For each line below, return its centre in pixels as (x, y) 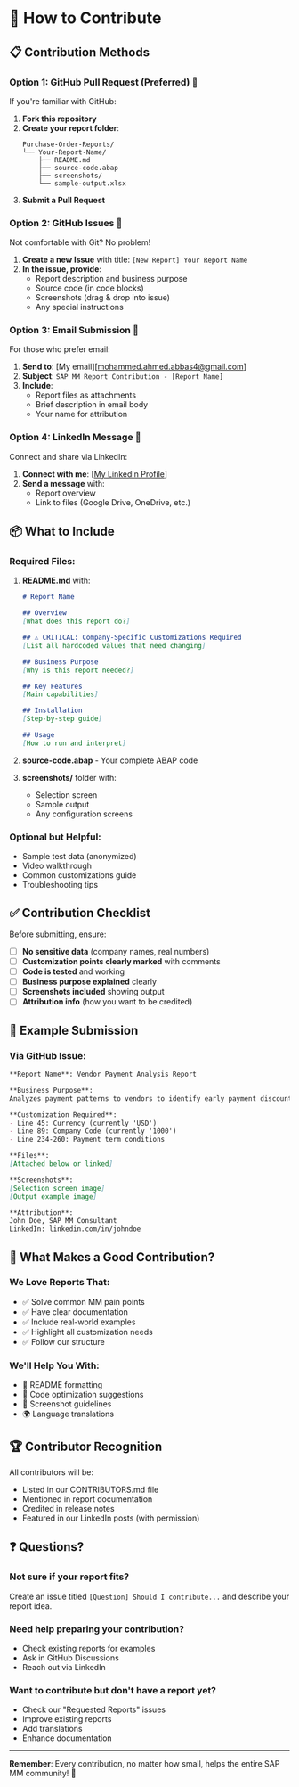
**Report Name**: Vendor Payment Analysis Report (103, 1074)
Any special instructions (80, 307)
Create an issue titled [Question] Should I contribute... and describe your (149, 1596)
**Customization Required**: (63, 1115)
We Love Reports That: (60, 1283)
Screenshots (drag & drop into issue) (103, 298)
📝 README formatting (62, 1385)
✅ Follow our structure (63, 1341)
